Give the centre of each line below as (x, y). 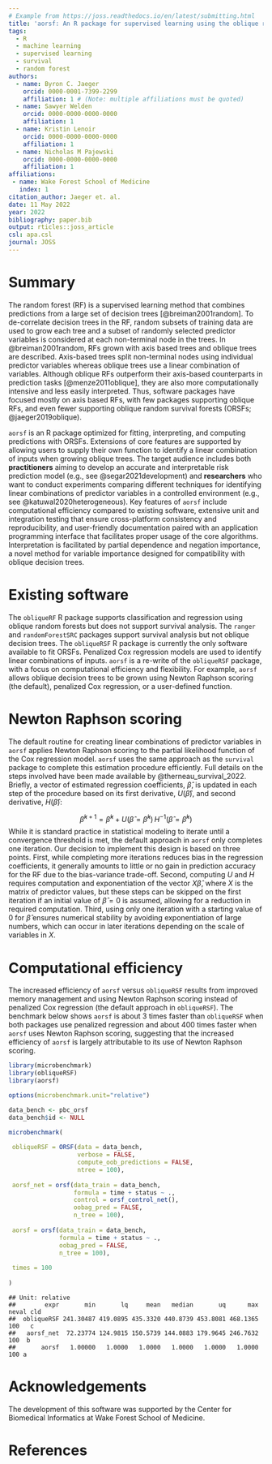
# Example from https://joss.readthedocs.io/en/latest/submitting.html (132, 16)
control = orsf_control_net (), (126, 1200)
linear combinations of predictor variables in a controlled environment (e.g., (134, 493)
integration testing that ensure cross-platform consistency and (113, 519)
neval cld (25, 1311)
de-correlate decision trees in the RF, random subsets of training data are (131, 322)
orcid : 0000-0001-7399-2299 (70, 91)
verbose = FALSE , (106, 1155)
